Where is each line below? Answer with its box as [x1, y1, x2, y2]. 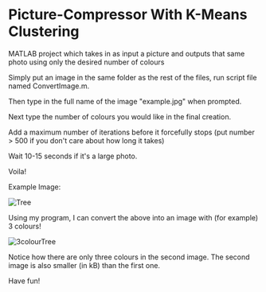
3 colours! [8, 221, 41, 231]
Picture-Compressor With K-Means [8, 6, 248, 24]
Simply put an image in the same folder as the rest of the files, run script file [8, 72, 257, 82]
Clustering [8, 22, 80, 41]
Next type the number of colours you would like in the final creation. [8, 111, 232, 121]
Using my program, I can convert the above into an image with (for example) [8, 212, 259, 222]
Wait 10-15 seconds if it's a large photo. [8, 151, 138, 161]
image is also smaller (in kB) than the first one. [8, 260, 161, 270]
